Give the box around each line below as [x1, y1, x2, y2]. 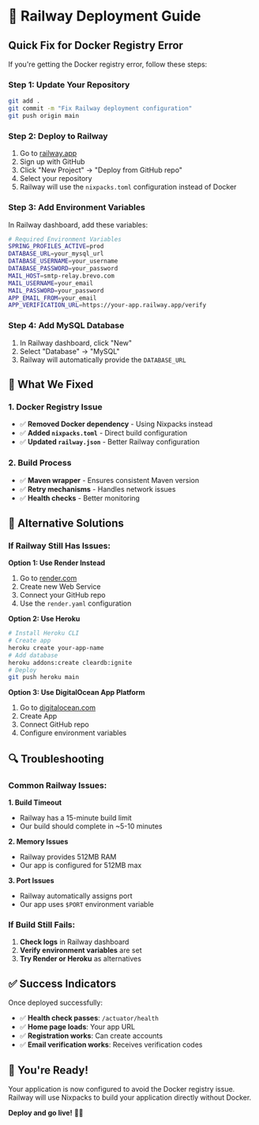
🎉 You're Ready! [8, 1063, 89, 1077]
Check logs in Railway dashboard [19, 937, 129, 947]
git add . [8, 97, 41, 105]
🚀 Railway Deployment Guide [8, 7, 201, 25]
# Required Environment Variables [8, 235, 122, 243]
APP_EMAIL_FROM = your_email [8, 294, 97, 302]
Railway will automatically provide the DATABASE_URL [19, 355, 187, 364]
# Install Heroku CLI [8, 629, 80, 637]
